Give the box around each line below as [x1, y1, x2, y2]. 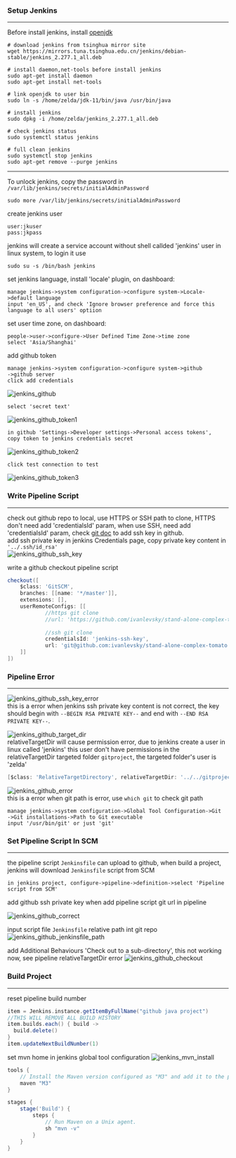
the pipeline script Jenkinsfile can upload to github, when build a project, [7, 859, 221, 867]
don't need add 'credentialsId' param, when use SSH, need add [7, 521, 191, 529]
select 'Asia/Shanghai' [7, 339, 77, 346]
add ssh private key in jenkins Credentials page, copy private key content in [7, 536, 226, 545]
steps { [32, 1112, 55, 1119]
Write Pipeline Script [7, 491, 79, 501]
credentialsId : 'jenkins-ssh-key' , [44, 635, 150, 643]
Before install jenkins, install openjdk [7, 28, 113, 37]
